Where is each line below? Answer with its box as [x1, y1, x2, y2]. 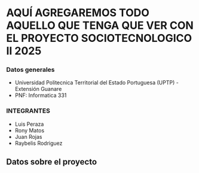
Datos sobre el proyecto [6, 157, 97, 167]
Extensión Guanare [14, 86, 62, 93]
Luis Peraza [14, 120, 44, 128]
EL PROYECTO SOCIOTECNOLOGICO [6, 32, 192, 45]
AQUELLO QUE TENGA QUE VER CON [6, 19, 194, 32]
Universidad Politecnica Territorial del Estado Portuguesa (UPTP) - [14, 79, 179, 86]
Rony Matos [14, 126, 45, 134]
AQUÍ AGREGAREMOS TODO [6, 6, 149, 20]
